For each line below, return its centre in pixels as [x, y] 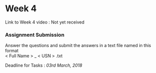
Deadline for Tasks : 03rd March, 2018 [44, 65]
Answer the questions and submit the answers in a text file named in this [78, 46]
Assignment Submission [35, 35]
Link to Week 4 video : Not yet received [45, 22]
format [12, 51]
